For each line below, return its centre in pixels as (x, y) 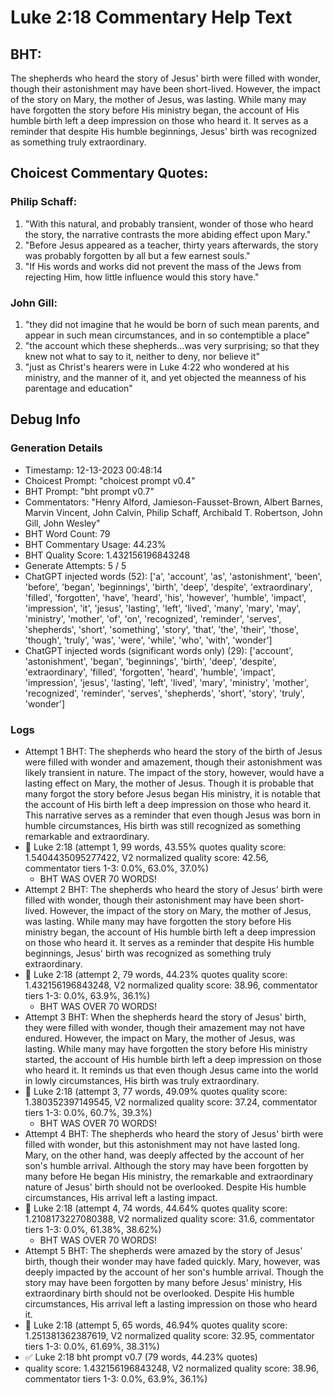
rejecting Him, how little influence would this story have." (142, 277)
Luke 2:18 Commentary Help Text (151, 17)
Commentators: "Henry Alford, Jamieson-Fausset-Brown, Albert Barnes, (173, 502)
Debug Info (45, 419)
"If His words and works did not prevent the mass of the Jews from (163, 266)
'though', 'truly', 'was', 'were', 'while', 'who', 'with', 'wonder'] (148, 640)
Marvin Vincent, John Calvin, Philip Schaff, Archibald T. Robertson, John (173, 512)
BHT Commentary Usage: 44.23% (95, 544)
